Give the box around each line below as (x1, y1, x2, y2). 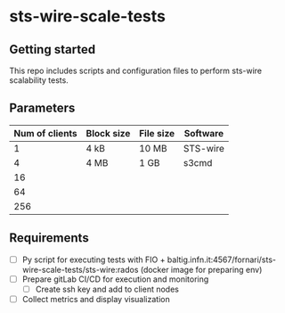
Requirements (9, 230, 89, 246)
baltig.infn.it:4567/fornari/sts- (167, 254, 277, 265)
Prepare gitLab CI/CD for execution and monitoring (21, 274, 209, 284)
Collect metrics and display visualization (21, 293, 171, 304)
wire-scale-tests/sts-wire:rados (21, 264, 139, 275)
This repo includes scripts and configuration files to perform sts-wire (9, 65, 263, 76)
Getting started (9, 42, 96, 57)
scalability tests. (9, 75, 69, 86)
